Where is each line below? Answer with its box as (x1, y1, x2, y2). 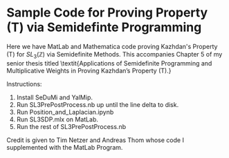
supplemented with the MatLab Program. (6, 143, 123, 151)
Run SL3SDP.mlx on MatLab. (16, 115, 98, 124)
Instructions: (6, 79, 42, 88)
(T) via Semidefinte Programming (6, 19, 202, 35)
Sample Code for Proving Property (6, 5, 208, 21)
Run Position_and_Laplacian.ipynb (16, 108, 114, 116)
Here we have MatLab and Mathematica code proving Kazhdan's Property (6, 42, 218, 50)
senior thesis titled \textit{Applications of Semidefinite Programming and (6, 59, 212, 67)
